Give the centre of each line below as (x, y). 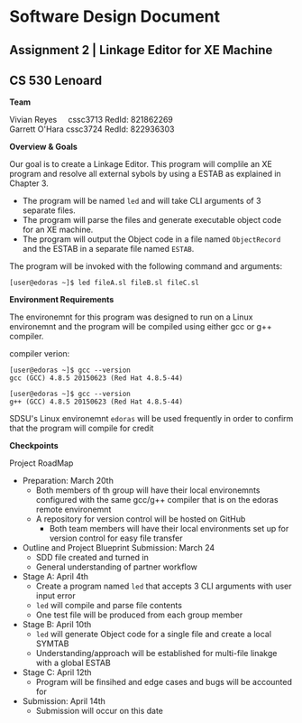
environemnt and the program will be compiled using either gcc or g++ (141, 327)
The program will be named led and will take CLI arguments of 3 (142, 201)
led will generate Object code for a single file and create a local (154, 635)
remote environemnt (73, 510)
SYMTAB (52, 644)
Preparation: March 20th (68, 481)
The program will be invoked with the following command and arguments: (146, 266)
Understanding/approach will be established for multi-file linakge (156, 653)
